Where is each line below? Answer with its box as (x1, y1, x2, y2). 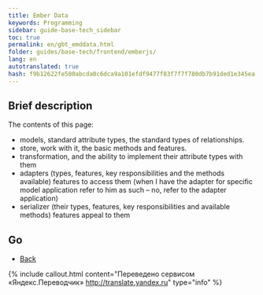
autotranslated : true (8, 63, 80, 71)
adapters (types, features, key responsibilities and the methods (19, 168, 225, 178)
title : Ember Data (8, 11, 69, 20)
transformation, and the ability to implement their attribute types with (19, 152, 243, 161)
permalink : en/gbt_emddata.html (8, 41, 114, 49)
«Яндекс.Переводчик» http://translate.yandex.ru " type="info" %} (8, 278, 223, 287)
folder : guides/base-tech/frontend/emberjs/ (8, 48, 157, 56)
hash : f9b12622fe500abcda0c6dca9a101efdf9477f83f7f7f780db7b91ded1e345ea (8, 70, 256, 78)
